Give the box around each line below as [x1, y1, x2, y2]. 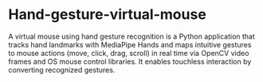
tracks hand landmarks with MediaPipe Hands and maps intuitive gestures [8, 39, 252, 49]
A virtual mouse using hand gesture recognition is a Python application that [8, 32, 255, 41]
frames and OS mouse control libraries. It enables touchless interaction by [8, 57, 252, 66]
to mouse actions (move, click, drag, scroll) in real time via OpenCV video [8, 48, 249, 58]
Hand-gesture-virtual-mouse [8, 6, 207, 24]
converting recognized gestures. [8, 65, 116, 74]
